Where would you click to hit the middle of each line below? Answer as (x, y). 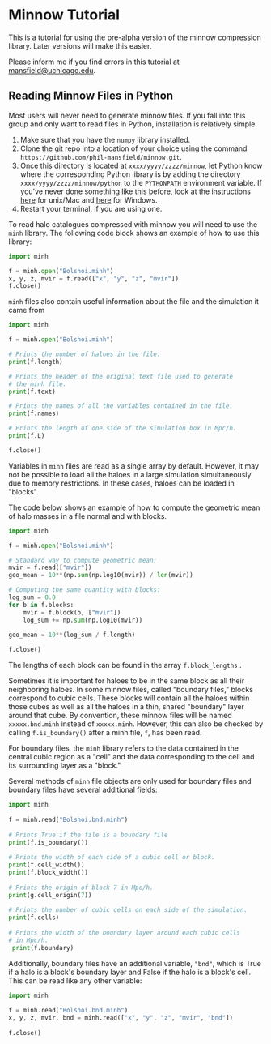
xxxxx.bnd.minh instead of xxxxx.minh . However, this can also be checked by (136, 724)
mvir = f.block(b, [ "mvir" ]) (72, 612)
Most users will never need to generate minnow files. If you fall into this (127, 115)
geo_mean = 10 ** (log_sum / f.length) (72, 635)
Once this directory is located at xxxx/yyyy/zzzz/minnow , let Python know (141, 165)
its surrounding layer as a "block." (65, 766)
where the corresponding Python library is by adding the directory (130, 174)
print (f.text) (32, 391)
